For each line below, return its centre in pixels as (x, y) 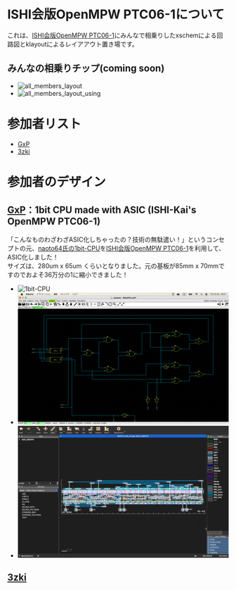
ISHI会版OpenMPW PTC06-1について (116, 14)
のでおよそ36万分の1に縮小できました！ (71, 275)
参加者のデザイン (57, 182)
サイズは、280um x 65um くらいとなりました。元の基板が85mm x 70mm (113, 265)
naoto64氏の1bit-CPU (69, 248)
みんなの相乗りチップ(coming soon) (86, 69)
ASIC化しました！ (33, 257)
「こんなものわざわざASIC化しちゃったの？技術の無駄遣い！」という (107, 239)
